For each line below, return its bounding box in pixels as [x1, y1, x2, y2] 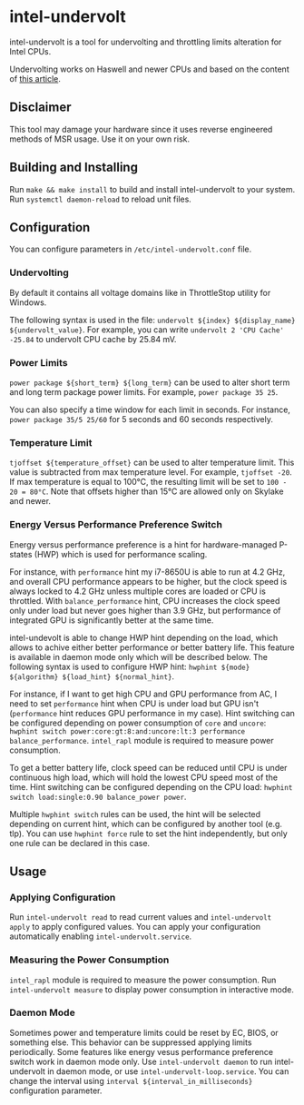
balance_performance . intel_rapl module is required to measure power [9, 735, 274, 745]
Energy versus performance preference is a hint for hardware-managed [9, 538, 278, 550]
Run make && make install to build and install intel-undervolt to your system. [9, 183, 296, 194]
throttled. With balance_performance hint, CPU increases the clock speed [9, 595, 280, 606]
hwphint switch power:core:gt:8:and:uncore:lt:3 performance [9, 726, 246, 736]
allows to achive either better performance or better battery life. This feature [9, 642, 295, 653]
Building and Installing [9, 160, 139, 175]
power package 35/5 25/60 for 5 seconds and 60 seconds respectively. [9, 413, 274, 424]
